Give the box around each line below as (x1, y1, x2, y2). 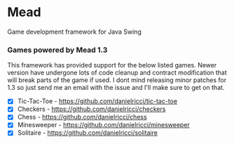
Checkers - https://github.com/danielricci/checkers (17, 105, 166, 113)
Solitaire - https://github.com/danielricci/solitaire (17, 129, 158, 137)
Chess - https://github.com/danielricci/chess (17, 113, 147, 122)
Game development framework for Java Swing (7, 27, 142, 36)
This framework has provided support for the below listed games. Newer (7, 61, 217, 70)
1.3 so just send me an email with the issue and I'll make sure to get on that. (7, 84, 225, 92)
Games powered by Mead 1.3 (7, 45, 108, 55)
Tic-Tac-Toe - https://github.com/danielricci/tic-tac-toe (17, 97, 177, 105)
